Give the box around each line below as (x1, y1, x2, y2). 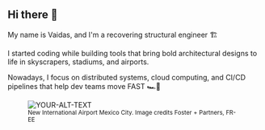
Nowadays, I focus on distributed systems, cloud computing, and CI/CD (7, 72, 246, 82)
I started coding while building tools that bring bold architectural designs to (7, 48, 258, 58)
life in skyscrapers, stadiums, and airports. (7, 57, 149, 67)
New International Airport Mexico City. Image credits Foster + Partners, (27, 108, 225, 116)
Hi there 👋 (7, 8, 58, 22)
